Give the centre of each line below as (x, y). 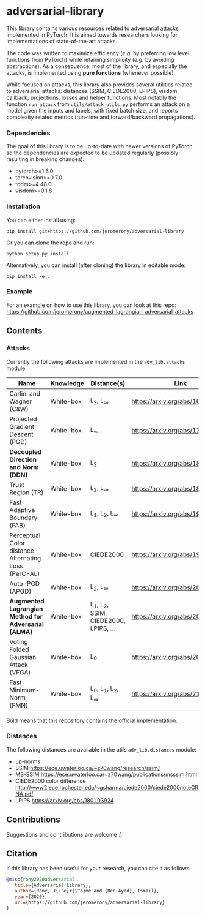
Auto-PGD (25, 583)
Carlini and (25, 393)
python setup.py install (38, 254)
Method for (26, 616)
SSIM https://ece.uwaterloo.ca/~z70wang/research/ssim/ (88, 768)
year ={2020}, (31, 897)
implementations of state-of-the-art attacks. (62, 41)
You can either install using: (41, 220)
